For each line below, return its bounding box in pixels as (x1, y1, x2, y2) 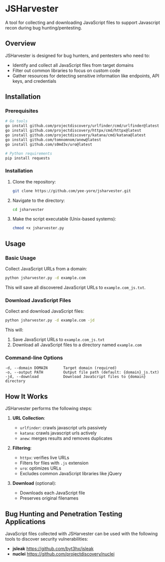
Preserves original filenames (19, 495, 79, 501)
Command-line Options (5, 355, 63, 362)
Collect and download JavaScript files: (5, 308, 85, 314)
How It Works (5, 392, 48, 400)
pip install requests (5, 156, 50, 161)
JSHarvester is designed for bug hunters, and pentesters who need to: (5, 52, 151, 58)
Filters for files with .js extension (19, 460, 89, 466)
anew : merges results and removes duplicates (19, 435, 113, 441)
